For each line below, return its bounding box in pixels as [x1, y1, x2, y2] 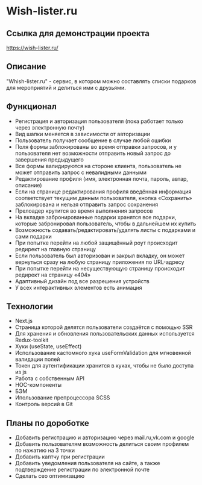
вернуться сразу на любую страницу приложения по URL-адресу [14, 258, 185, 266]
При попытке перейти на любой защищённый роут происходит [14, 239, 178, 246]
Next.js [14, 318, 33, 325]
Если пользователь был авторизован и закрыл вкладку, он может [14, 252, 185, 259]
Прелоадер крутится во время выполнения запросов [14, 207, 153, 214]
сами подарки [14, 233, 52, 240]
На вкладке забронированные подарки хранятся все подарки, [14, 213, 177, 221]
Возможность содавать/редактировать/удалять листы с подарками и [14, 226, 196, 233]
